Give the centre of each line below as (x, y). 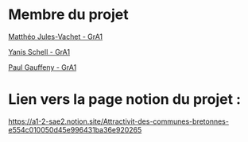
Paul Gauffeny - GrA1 (43, 67)
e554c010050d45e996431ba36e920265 (75, 129)
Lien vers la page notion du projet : (124, 100)
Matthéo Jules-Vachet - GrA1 (56, 36)
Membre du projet (68, 15)
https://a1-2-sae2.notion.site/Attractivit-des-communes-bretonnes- (118, 121)
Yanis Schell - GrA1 (39, 52)
